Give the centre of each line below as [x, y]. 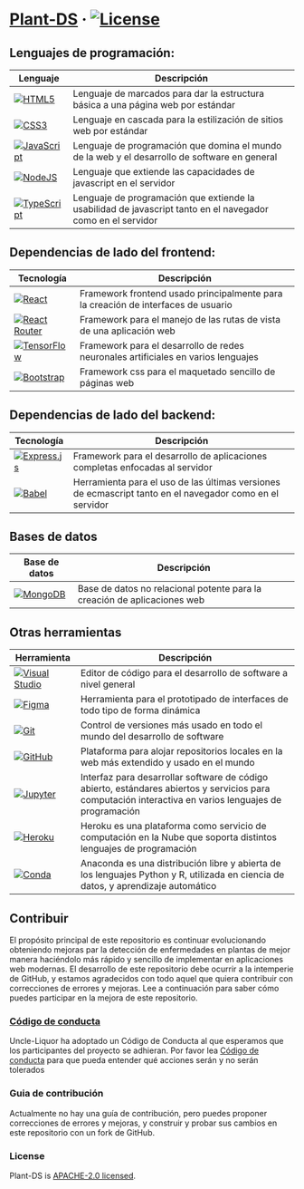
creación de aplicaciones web [141, 600]
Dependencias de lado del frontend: [113, 252]
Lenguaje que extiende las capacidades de [164, 172]
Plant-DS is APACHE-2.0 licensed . [73, 1175]
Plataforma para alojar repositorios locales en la [181, 751]
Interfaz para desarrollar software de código [174, 778]
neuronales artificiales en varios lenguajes [170, 356]
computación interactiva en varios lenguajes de [181, 800]
